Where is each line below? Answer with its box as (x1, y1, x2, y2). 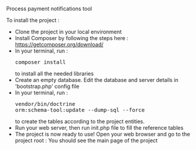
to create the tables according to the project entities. (14, 118, 145, 125)
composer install (14, 59, 66, 65)
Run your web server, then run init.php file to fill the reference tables (14, 124, 184, 131)
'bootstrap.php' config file (14, 83, 80, 90)
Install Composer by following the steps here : (14, 35, 129, 41)
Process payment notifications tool (6, 5, 92, 12)
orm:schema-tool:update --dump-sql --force (14, 107, 145, 113)
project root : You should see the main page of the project (14, 137, 158, 144)
